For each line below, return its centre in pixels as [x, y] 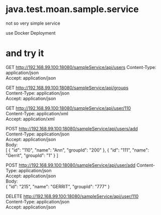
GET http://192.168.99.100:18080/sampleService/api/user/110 [68, 108]
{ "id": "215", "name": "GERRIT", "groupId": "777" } [58, 186]
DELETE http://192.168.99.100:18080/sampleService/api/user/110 [72, 196]
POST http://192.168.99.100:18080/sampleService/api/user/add [71, 165]
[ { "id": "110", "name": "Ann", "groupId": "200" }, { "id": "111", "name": [77, 150]
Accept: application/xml [30, 119]
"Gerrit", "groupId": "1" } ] [32, 155]
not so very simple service [33, 23]
